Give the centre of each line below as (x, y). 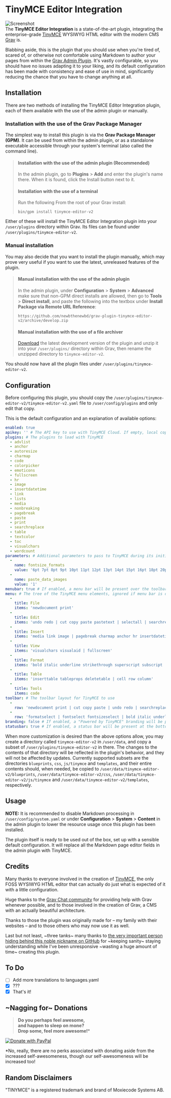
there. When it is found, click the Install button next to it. (76, 180)
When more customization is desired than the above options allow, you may (84, 736)
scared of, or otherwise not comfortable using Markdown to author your (81, 55)
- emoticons (23, 470)
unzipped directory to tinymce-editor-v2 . (61, 354)
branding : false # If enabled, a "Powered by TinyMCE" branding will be (84, 722)
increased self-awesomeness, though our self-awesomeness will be (77, 1056)
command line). (22, 151)
